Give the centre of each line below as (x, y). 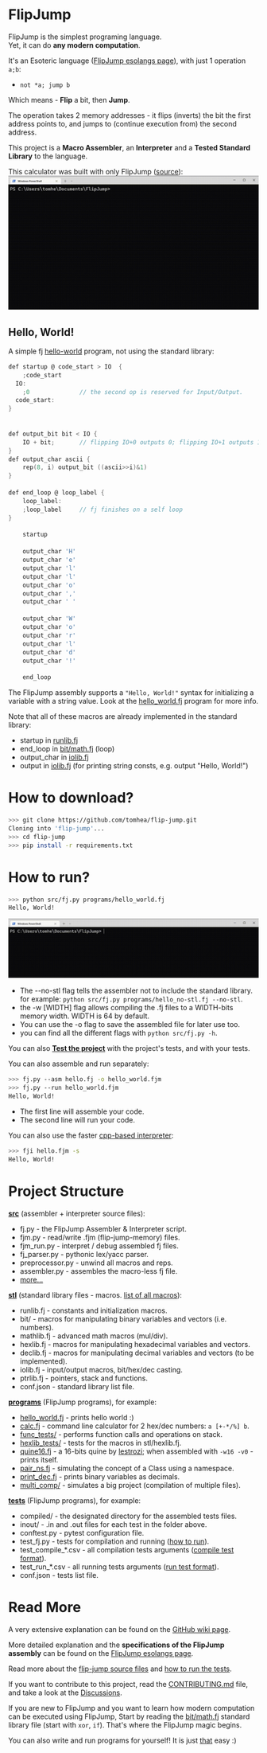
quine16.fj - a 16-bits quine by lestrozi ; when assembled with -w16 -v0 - (137, 1451)
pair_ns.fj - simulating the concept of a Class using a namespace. (127, 1468)
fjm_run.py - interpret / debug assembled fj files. (99, 1245)
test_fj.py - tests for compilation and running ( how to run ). (114, 1541)
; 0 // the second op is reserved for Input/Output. (133, 392)
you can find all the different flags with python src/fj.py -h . (118, 1033)
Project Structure (66, 1191)
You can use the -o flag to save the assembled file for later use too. (130, 1025)
